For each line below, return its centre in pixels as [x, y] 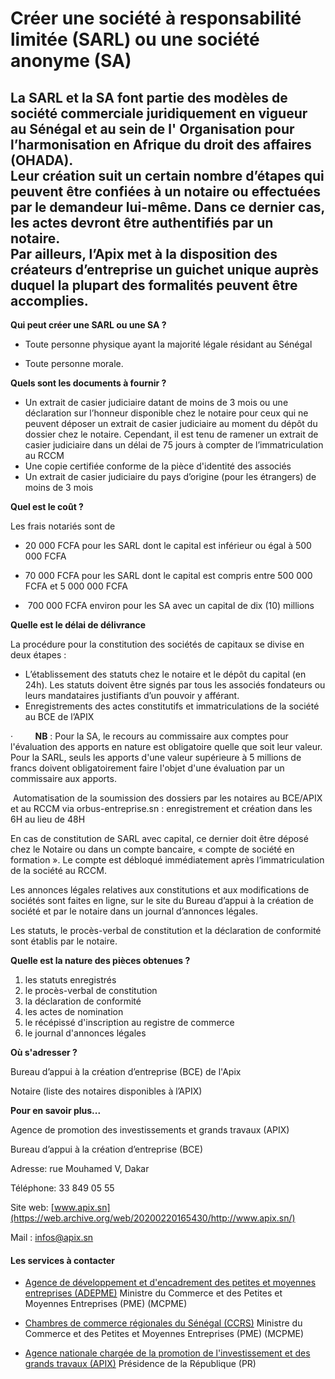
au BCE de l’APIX [59, 716]
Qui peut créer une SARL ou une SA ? [88, 325]
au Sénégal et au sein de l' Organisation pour [152, 128]
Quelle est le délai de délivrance [78, 625]
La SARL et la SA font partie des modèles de [149, 97]
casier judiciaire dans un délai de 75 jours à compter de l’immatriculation [174, 445]
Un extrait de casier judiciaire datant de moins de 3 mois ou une [156, 402]
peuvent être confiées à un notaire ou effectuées [165, 191]
